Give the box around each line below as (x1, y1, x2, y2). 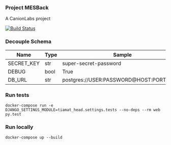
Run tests (5, 91, 30, 98)
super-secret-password (62, 60, 121, 67)
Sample (113, 51, 132, 58)
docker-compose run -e (5, 103, 53, 108)
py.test (5, 112, 22, 117)
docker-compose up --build (5, 135, 63, 140)
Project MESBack (5, 4, 49, 11)
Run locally (5, 123, 34, 130)
